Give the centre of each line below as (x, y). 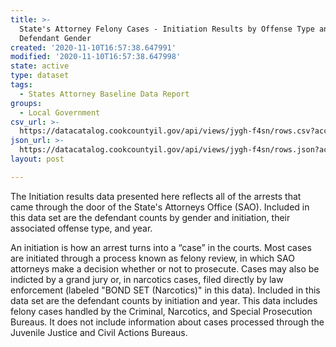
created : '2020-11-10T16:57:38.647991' (93, 47)
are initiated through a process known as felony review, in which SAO (152, 258)
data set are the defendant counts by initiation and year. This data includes (164, 300)
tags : (21, 85)
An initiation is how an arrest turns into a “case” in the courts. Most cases (161, 247)
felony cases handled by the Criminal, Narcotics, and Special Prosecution (161, 311)
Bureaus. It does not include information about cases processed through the (167, 322)
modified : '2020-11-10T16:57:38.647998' (96, 57)
